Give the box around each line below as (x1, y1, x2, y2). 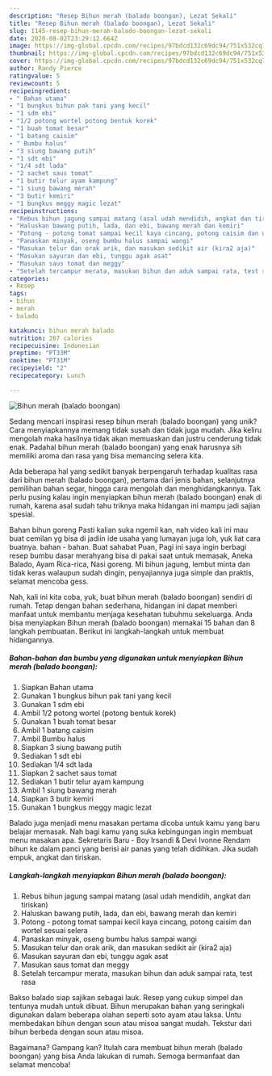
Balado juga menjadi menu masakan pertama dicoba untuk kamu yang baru (9, 818, 261, 827)
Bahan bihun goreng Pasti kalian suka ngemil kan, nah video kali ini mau (9, 525, 249, 534)
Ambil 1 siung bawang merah (20, 785, 118, 795)
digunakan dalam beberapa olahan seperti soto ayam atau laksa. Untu (9, 1010, 241, 1019)
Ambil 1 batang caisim (20, 725, 94, 735)
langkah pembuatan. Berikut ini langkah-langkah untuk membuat (9, 626, 224, 636)
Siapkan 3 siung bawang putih (20, 742, 122, 752)
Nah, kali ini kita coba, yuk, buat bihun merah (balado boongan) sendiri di (9, 592, 253, 601)
